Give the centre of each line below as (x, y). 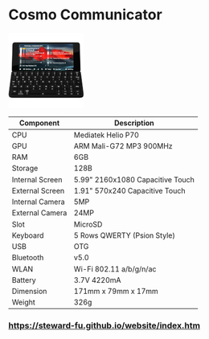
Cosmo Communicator (85, 15)
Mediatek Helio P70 (106, 135)
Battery (24, 280)
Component (39, 123)
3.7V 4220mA (97, 280)
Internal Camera (39, 202)
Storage (25, 168)
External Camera (39, 213)
